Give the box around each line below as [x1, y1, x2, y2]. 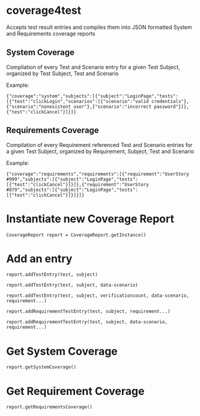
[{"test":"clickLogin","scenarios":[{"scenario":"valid [6, 98, 149, 104]
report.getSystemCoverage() [6, 364, 77, 370]
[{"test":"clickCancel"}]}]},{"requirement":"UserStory [6, 181, 149, 187]
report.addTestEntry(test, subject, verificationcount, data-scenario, [6, 293, 189, 299]
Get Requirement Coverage [6, 384, 145, 398]
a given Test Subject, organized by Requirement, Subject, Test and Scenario [6, 147, 195, 155]
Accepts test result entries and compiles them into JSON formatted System [6, 23, 192, 31]
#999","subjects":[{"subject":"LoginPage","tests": [6, 176, 138, 182]
